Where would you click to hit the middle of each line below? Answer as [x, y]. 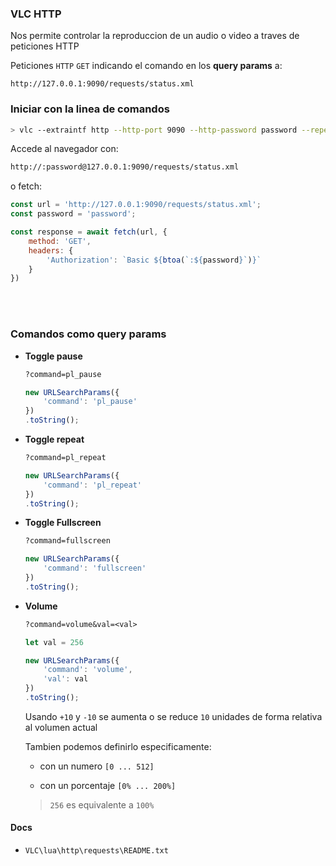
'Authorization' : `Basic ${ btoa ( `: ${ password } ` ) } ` [154, 260]
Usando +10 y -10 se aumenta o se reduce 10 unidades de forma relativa [173, 716]
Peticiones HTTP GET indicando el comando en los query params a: [146, 66]
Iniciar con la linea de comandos [90, 109]
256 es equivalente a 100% [102, 804]
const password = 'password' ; [73, 214]
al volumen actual [61, 727]
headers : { [51, 250]
